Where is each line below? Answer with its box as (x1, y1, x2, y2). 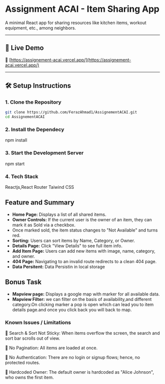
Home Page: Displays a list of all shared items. (12, 211, 107, 217)
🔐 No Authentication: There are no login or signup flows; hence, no (5, 354, 140, 360)
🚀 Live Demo (5, 44, 44, 52)
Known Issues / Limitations (5, 319, 71, 325)
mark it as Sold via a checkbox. (12, 222, 76, 228)
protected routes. (5, 360, 40, 365)
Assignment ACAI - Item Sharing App (5, 3, 160, 15)
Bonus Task (5, 278, 42, 286)
